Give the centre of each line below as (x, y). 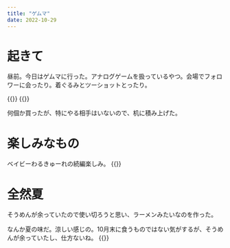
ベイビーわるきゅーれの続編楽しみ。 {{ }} (64, 164)
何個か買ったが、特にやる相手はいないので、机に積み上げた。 (94, 113)
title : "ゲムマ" (28, 13)
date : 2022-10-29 (32, 20)
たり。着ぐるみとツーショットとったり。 (94, 85)
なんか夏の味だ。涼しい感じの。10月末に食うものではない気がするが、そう (112, 229)
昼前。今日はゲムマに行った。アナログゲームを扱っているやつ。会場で (106, 76)
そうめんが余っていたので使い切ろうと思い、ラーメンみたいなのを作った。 (112, 215)
